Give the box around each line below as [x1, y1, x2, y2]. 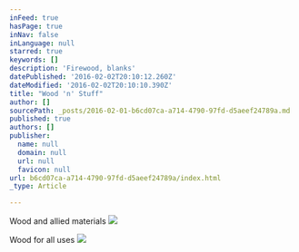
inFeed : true [9, 13, 59, 23]
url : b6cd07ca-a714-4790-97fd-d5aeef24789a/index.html [9, 173, 222, 182]
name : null [17, 140, 59, 149]
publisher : [9, 131, 51, 141]
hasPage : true [9, 22, 64, 31]
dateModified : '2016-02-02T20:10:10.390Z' [9, 81, 173, 90]
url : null [17, 156, 55, 166]
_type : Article [9, 182, 67, 191]
